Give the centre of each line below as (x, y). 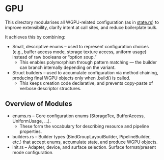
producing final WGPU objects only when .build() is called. (71, 78)
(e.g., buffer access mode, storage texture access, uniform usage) (79, 52)
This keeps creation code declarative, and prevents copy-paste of (86, 83)
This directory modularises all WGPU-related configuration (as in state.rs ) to (82, 22)
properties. (31, 131)
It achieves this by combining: (35, 37)
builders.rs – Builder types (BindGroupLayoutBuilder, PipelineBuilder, (81, 136)
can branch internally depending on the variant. (68, 67)
